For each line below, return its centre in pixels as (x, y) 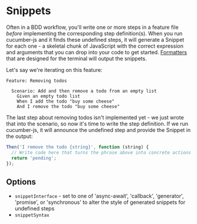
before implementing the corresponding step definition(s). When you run (94, 33)
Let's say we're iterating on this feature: (54, 70)
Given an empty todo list (49, 96)
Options (21, 182)
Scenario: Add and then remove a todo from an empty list (84, 91)
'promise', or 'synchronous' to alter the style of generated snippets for (100, 202)
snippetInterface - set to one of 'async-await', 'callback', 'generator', (99, 196)
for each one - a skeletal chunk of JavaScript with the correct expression (95, 46)
